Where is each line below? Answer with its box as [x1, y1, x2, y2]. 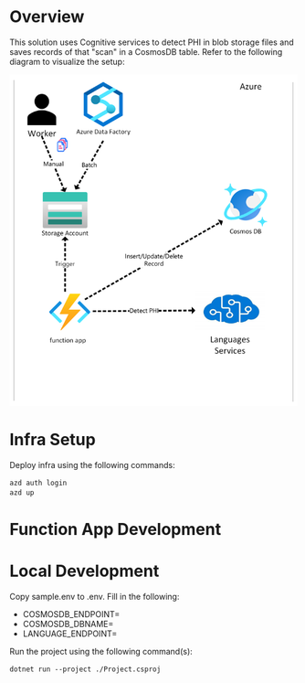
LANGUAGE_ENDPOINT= [22, 628, 118, 639]
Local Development [9, 560, 160, 582]
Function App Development [9, 518, 222, 539]
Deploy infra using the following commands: [9, 460, 175, 471]
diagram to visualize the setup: [9, 56, 125, 67]
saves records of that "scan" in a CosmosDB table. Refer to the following [9, 46, 283, 57]
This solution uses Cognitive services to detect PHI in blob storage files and [9, 37, 294, 48]
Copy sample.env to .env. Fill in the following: [9, 591, 180, 602]
